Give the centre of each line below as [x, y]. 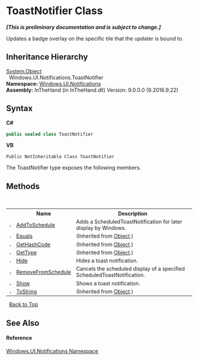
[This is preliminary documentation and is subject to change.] [83, 27]
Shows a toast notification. [108, 283]
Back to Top [23, 305]
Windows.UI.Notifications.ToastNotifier [56, 77]
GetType [27, 252]
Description [133, 214]
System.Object [24, 71]
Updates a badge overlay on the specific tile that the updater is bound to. [95, 38]
